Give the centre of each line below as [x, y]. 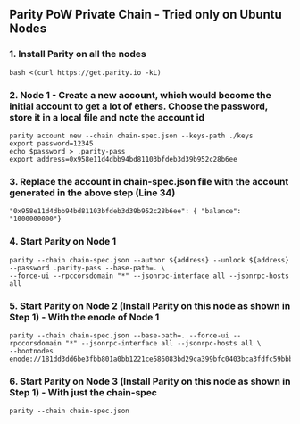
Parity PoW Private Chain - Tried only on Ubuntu [146, 15]
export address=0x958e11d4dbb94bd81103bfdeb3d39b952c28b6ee [124, 159]
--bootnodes [31, 351]
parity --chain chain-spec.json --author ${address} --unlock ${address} [150, 260]
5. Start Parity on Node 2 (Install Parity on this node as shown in [150, 305]
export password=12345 [51, 143]
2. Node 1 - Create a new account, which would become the [141, 95]
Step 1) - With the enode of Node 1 [84, 317]
